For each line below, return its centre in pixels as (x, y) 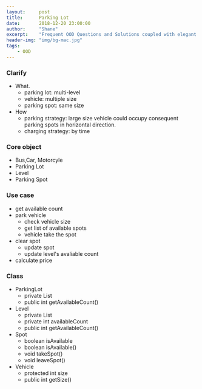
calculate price (34, 260)
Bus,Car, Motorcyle (39, 160)
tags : (13, 46)
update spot (39, 247)
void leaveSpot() (45, 360)
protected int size (46, 373)
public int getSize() (48, 379)
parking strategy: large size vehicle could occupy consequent (101, 119)
